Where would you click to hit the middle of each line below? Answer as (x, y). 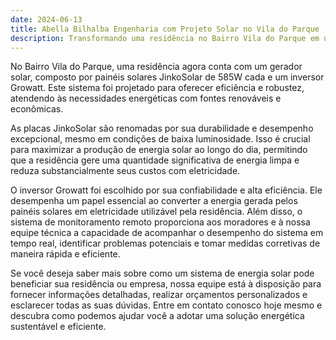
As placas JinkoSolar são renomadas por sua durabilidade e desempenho (162, 128)
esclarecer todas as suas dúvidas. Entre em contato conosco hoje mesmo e (166, 305)
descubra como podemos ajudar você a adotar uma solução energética (157, 316)
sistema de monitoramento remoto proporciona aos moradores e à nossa (160, 222)
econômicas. (37, 109)
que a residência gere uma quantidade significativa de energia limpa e (155, 160)
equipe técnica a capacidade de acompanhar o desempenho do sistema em (167, 233)
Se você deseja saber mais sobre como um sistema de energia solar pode (162, 273)
